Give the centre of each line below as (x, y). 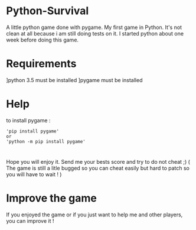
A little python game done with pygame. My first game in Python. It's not (94, 27)
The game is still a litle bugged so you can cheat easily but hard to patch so (98, 168)
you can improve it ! (30, 221)
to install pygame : (28, 120)
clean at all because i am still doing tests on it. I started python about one (95, 33)
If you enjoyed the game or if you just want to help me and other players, (94, 215)
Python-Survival (48, 11)
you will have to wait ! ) (34, 174)
